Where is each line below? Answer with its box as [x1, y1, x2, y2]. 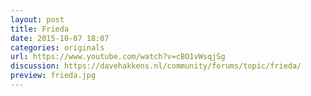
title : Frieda [10, 24, 70, 34]
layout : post [10, 14, 65, 25]
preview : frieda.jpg [10, 71, 97, 81]
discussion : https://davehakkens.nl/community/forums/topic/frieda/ [10, 61, 302, 71]
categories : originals [10, 42, 105, 53]
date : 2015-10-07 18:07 [10, 33, 110, 43]
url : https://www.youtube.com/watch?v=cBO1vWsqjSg [10, 52, 226, 62]
